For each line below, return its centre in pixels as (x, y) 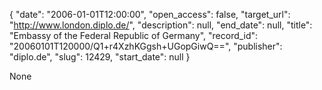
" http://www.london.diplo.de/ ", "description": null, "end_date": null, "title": (161, 25)
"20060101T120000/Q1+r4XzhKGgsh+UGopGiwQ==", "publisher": (146, 46)
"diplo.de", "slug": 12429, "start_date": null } (100, 57)
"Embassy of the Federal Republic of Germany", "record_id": (134, 35)
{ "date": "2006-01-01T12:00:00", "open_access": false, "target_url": (150, 14)
